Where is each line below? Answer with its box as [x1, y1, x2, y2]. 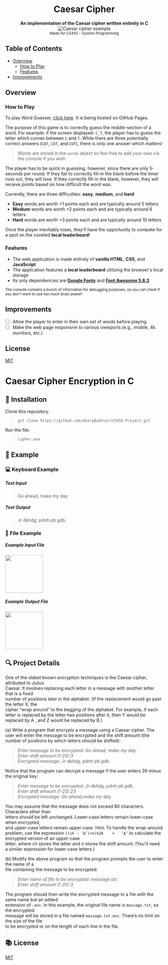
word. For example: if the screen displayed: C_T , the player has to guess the [5, 130, 161, 136]
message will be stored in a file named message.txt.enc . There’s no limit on [5, 913, 160, 919]
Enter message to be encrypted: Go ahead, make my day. [17, 747, 137, 753]
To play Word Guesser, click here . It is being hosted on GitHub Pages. [5, 115, 149, 121]
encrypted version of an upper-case [5, 835, 80, 841]
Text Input [5, 480, 27, 486]
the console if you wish [17, 156, 66, 162]
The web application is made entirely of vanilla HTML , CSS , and [12, 256, 145, 262]
